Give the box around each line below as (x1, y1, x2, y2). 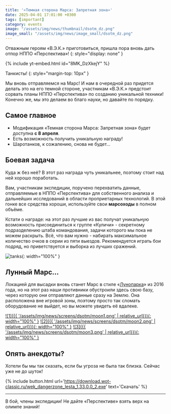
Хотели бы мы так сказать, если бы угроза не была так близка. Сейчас (5, 363, 160, 369)
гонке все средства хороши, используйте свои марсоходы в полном (5, 201, 157, 207)
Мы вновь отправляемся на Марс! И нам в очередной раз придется (5, 80, 154, 86)
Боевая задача (5, 156, 55, 165)
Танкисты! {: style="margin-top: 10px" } (5, 70, 89, 76)
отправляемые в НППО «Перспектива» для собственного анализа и (5, 190, 154, 196)
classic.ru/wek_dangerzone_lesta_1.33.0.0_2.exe (5, 383, 106, 390)
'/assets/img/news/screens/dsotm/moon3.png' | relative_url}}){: (5, 329, 139, 335)
